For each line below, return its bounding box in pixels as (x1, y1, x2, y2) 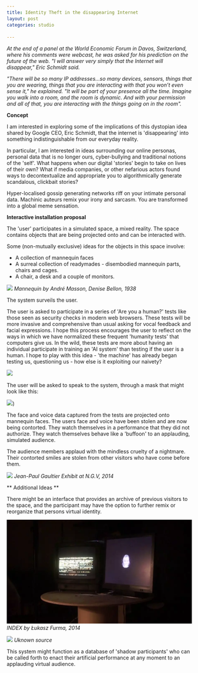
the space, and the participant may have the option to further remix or (6, 502, 176, 509)
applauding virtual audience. (6, 661, 76, 668)
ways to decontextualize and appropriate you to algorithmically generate (6, 172, 182, 179)
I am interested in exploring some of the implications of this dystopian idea (6, 123, 187, 130)
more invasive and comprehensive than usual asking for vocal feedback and (6, 321, 192, 328)
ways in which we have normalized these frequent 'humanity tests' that (6, 333, 179, 340)
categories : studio (6, 22, 55, 28)
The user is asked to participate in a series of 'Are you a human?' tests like (6, 308, 187, 315)
